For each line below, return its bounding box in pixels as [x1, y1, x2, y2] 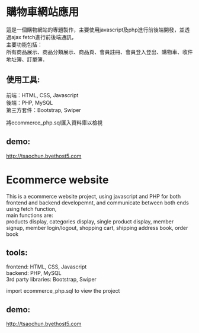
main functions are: [6, 212, 53, 219]
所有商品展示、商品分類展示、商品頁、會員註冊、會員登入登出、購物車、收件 [6, 48, 193, 55]
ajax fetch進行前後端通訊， [11, 33, 77, 40]
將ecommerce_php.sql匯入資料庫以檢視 [6, 119, 103, 126]
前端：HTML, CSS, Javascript [6, 91, 79, 98]
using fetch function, [6, 205, 57, 212]
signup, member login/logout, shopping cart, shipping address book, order [6, 224, 188, 231]
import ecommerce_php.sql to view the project [6, 287, 120, 294]
